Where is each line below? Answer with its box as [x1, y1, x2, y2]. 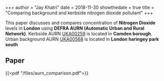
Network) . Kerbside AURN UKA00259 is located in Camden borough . [5, 31, 152, 36]
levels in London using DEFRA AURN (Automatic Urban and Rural [5, 25, 145, 31]
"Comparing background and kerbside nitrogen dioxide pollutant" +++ [5, 10, 153, 16]
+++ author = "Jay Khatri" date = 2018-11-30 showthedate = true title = [5, 5, 155, 10]
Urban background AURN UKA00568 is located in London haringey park [5, 36, 159, 42]
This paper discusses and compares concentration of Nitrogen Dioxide [5, 20, 156, 26]
